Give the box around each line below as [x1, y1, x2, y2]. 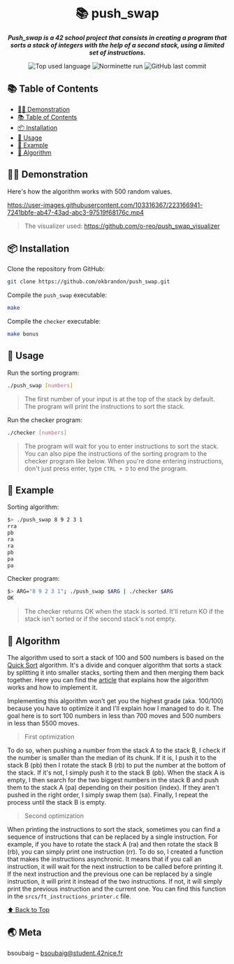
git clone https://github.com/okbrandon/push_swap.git [7, 278, 170, 285]
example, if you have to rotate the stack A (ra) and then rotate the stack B [7, 840, 219, 848]
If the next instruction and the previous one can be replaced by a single [7, 870, 212, 878]
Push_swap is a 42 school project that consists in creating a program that [8, 33, 227, 42]
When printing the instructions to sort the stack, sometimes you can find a [7, 825, 221, 833]
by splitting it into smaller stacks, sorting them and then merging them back [7, 668, 224, 677]
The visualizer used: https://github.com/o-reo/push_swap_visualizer [24, 222, 220, 230]
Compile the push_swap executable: [7, 291, 107, 299]
